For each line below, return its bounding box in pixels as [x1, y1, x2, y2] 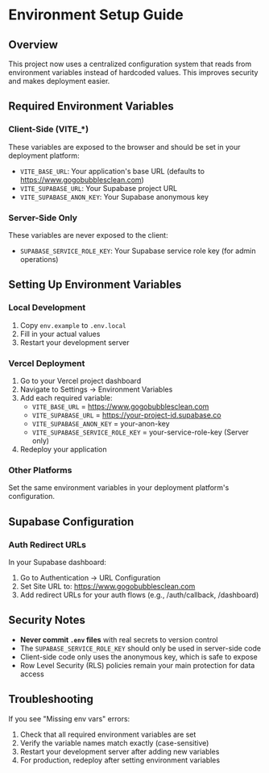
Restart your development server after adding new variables [19, 746, 220, 756]
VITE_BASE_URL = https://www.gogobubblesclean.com [31, 401, 209, 411]
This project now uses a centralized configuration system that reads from [8, 59, 252, 69]
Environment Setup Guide [8, 6, 184, 24]
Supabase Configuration [8, 514, 134, 529]
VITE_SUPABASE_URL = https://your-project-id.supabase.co [31, 409, 221, 420]
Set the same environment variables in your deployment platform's [8, 483, 230, 492]
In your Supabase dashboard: [8, 557, 107, 567]
